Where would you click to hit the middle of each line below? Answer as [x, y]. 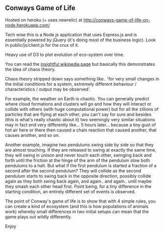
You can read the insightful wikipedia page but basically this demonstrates [80, 64]
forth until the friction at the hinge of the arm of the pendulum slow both [78, 160]
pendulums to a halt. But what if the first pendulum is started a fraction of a [81, 165]
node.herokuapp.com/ [28, 25]
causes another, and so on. [33, 135]
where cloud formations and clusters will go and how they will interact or [78, 104]
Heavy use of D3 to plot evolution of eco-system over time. [65, 54]
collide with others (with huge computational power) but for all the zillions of [82, 109]
